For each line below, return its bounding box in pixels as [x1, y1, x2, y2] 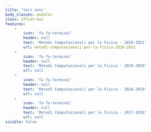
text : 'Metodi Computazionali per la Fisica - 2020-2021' [23, 40, 147, 45]
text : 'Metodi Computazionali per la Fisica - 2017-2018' [23, 110, 147, 115]
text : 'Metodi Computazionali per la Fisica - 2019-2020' [23, 63, 147, 68]
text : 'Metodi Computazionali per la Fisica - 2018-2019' [23, 86, 147, 92]
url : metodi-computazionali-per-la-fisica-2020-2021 [23, 45, 136, 50]
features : [5, 21, 26, 27]
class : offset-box [5, 17, 44, 22]
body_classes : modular [5, 12, 53, 17]
